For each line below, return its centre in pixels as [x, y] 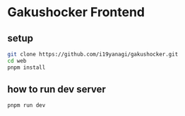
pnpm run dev [26, 105]
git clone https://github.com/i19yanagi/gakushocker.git [93, 54]
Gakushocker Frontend [76, 12]
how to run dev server [56, 90]
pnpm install [26, 67]
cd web [17, 60]
